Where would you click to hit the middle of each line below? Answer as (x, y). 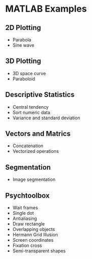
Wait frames (25, 208)
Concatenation (28, 146)
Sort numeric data (31, 112)
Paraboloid (24, 79)
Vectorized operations (36, 151)
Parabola (22, 40)
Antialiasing (25, 218)
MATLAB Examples (46, 9)
